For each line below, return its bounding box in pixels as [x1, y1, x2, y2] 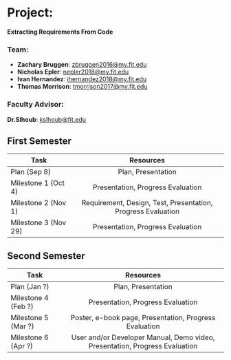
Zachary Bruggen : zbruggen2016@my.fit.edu [16, 61, 147, 69]
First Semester [7, 135, 72, 147]
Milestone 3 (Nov [10, 218, 67, 228]
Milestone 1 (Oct [10, 178, 65, 188]
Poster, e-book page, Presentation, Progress [70, 313, 216, 323]
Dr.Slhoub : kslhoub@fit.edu [7, 115, 87, 123]
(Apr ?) [10, 341, 33, 351]
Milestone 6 [10, 332, 49, 342]
